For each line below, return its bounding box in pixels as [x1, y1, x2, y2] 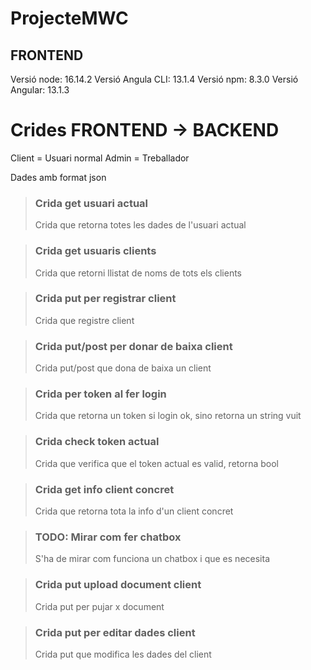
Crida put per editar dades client [34, 625, 196, 639]
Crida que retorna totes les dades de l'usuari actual [34, 219, 247, 231]
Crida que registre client [34, 314, 135, 326]
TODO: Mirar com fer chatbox [34, 530, 182, 544]
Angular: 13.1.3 [10, 84, 70, 96]
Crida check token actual [34, 435, 160, 449]
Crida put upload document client [34, 578, 202, 592]
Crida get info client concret [34, 482, 175, 496]
